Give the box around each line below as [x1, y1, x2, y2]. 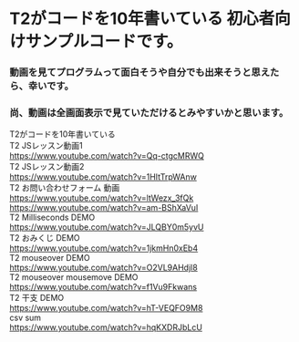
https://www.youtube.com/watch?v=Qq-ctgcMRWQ [9, 150, 205, 161]
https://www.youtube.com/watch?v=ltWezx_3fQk [9, 192, 194, 203]
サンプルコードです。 [26, 31, 183, 52]
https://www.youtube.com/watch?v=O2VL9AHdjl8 [9, 262, 198, 274]
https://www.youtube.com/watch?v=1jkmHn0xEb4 [9, 243, 199, 254]
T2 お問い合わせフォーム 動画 [9, 182, 120, 193]
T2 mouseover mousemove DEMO [9, 272, 139, 283]
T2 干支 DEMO [9, 293, 65, 304]
